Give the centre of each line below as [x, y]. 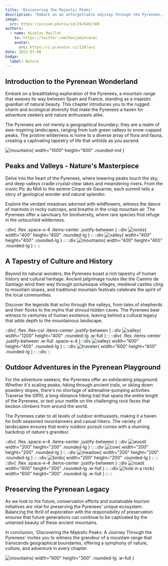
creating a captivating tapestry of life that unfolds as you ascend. [72, 140]
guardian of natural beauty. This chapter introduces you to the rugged [77, 104]
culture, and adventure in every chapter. [47, 548]
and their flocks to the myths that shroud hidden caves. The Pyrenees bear [82, 310]
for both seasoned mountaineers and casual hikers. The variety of [73, 421]
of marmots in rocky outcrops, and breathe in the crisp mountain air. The [80, 209]
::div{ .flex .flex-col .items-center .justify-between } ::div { [73, 330]
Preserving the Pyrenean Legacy [57, 489]
